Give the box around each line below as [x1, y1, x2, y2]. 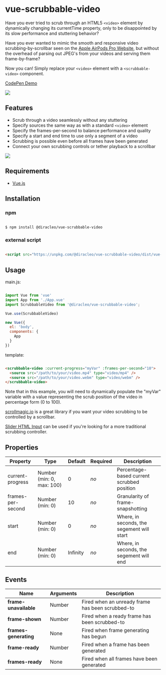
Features [5, 104, 33, 112]
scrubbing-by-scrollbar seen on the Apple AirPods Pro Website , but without [5, 45, 159, 51]
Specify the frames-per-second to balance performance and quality [12, 127, 151, 133]
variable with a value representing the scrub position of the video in [5, 394, 143, 400]
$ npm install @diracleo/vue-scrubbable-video [5, 225, 103, 230]
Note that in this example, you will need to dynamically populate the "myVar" [5, 389, 161, 395]
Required [90, 458, 112, 465]
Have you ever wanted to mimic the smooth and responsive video [5, 40, 139, 46]
